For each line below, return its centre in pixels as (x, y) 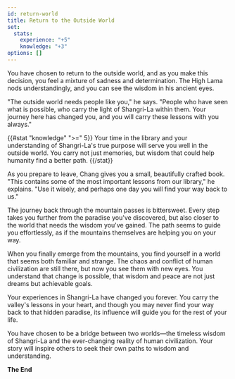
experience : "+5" (45, 40)
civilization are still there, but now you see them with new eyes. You (105, 268)
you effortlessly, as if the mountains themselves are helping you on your (112, 232)
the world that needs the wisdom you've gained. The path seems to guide (114, 225)
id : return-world (33, 14)
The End (20, 369)
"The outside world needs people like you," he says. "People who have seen (118, 101)
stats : (23, 33)
